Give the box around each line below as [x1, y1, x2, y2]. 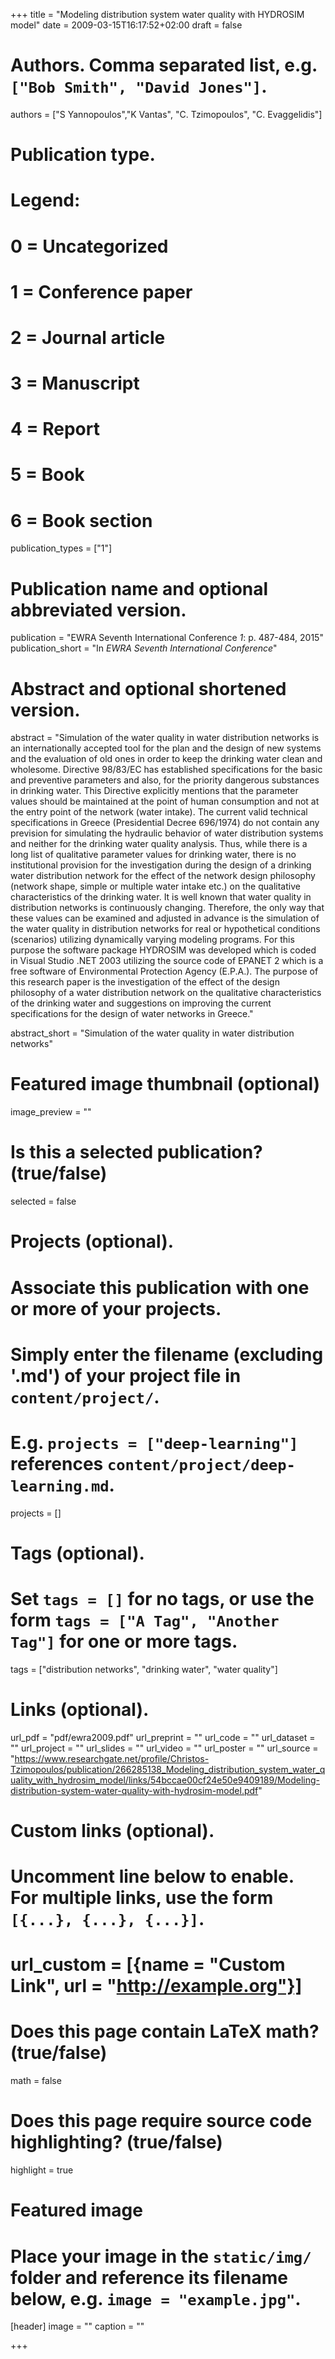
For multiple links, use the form [10, 1887, 274, 1909]
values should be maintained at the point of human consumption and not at [10, 795, 320, 808]
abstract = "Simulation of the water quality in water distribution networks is [10, 732, 320, 744]
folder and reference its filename [10, 2266, 288, 2289]
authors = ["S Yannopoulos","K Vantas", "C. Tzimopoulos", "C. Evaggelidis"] [10, 108, 323, 120]
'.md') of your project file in [10, 1364, 242, 1387]
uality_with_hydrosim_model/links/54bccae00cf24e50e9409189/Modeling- [10, 1774, 320, 1786]
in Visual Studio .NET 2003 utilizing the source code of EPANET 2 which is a [10, 955, 324, 967]
